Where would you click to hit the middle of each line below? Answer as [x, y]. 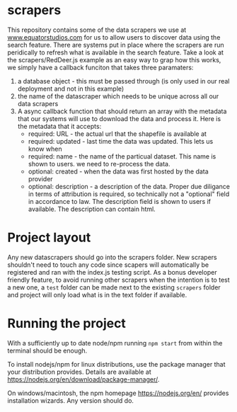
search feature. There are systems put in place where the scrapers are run [116, 45]
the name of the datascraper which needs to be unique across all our [118, 96]
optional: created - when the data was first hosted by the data [118, 171]
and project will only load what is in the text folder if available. [97, 294]
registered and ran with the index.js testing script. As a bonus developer [112, 272]
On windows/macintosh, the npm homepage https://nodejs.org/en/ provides [118, 393]
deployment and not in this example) [71, 88]
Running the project [67, 324]
